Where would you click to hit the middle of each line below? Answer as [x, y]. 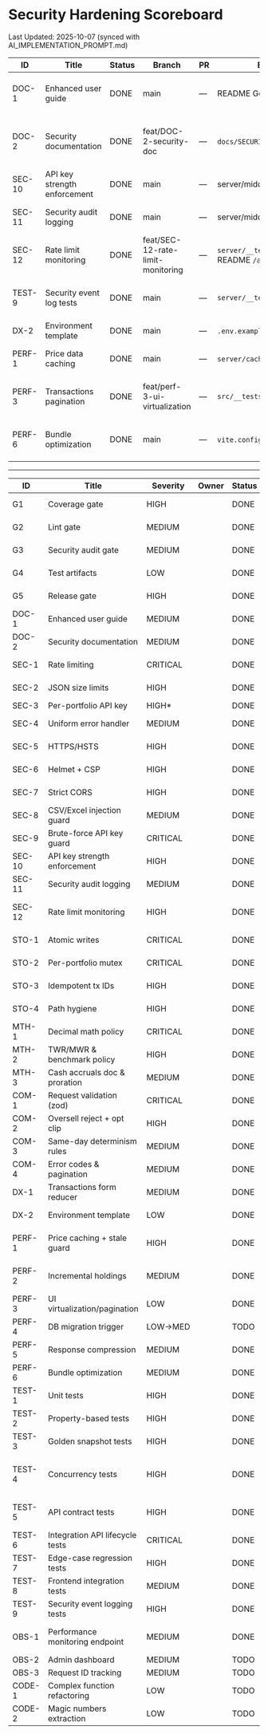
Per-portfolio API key [87, 705]
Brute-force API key [85, 833]
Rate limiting [71, 664]
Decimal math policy [86, 1031]
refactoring [69, 1695]
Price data [64, 353]
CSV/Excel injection [84, 810]
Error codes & [73, 1164]
